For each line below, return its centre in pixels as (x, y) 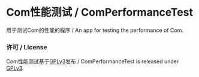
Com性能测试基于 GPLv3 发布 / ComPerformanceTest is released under (93, 61)
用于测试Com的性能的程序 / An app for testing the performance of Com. (95, 30)
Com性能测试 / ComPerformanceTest (100, 12)
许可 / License (27, 47)
